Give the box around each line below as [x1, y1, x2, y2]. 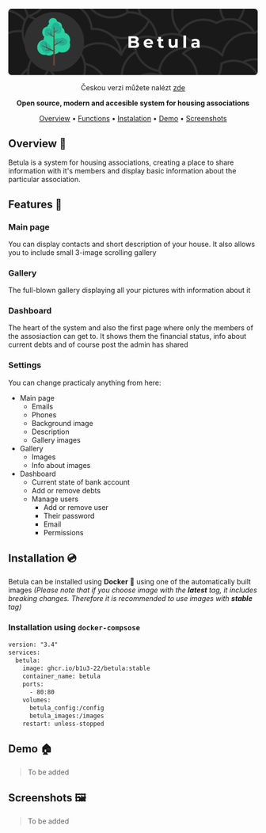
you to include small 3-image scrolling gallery [8, 247, 157, 257]
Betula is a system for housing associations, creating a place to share [8, 158, 234, 167]
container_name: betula [22, 672, 101, 680]
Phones [31, 409, 57, 420]
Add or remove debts [31, 485, 101, 495]
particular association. [8, 175, 81, 184]
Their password [43, 511, 95, 520]
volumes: [22, 696, 51, 704]
